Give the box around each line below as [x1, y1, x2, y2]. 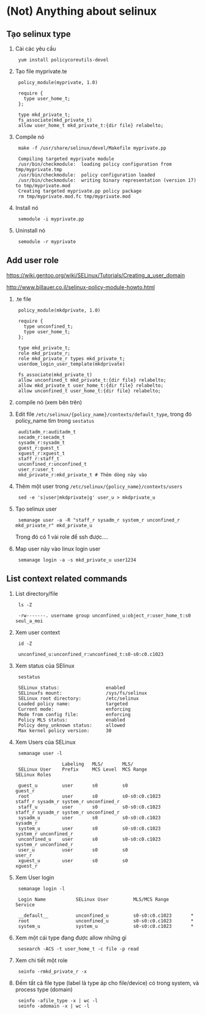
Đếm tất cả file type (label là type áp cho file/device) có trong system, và [15, 979, 199, 986]
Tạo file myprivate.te [15, 68, 67, 75]
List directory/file [15, 590, 58, 597]
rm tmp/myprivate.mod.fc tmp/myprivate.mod [18, 193, 131, 199]
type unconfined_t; [23, 323, 73, 330]
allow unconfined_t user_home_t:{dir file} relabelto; [18, 388, 161, 394]
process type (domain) [15, 986, 73, 993]
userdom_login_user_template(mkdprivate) [18, 361, 125, 367]
